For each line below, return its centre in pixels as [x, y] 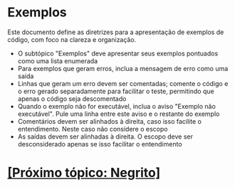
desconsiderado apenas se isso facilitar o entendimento [100, 144]
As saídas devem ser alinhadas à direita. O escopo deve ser [105, 137]
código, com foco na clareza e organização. [72, 39]
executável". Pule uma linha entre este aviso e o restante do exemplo [119, 114]
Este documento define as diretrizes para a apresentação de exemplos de [116, 32]
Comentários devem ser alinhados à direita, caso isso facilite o [109, 121]
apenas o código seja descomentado [72, 98]
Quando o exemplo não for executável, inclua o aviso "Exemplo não [116, 106]
